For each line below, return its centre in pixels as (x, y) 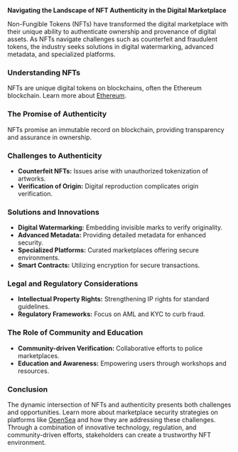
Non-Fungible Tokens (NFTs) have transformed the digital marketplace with (118, 24)
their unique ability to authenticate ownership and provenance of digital (112, 32)
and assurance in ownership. (50, 137)
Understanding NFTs (44, 72)
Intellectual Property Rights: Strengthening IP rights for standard (113, 299)
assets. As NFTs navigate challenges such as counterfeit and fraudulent (113, 39)
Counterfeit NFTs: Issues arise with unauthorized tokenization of (113, 171)
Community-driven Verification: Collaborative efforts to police (110, 348)
